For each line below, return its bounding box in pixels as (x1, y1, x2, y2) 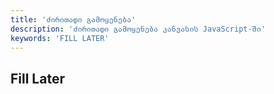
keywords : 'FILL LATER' (10, 33, 110, 43)
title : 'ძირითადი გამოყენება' (10, 14, 137, 25)
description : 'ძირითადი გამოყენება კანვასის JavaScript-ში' (10, 24, 267, 34)
